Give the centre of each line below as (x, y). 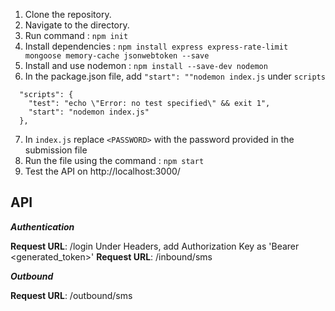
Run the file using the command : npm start (114, 160)
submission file (56, 150)
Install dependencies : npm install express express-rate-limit (156, 46)
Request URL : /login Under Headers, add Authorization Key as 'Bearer (155, 246)
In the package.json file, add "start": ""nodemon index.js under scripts (175, 76)
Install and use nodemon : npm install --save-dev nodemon (146, 65)
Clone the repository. (68, 14)
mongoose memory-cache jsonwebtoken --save (117, 56)
